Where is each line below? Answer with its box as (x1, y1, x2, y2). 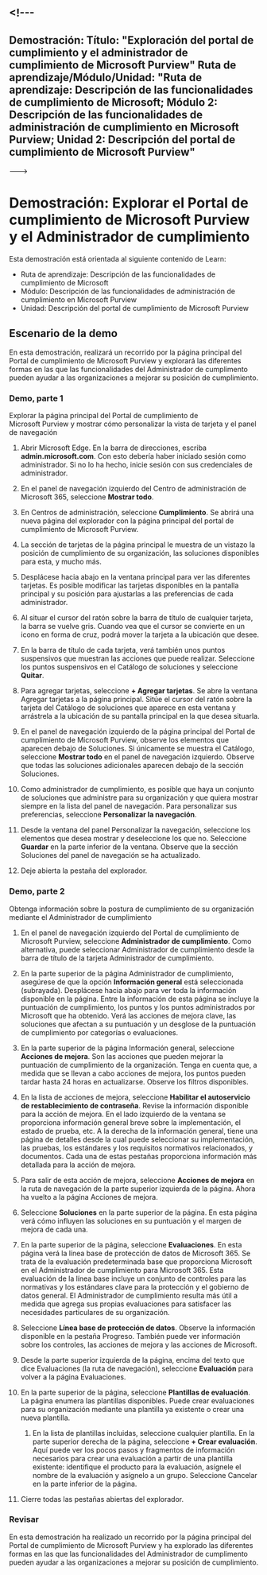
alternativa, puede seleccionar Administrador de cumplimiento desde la (20, 945, 255, 954)
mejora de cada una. (20, 1224, 88, 1234)
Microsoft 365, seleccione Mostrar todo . (20, 492, 154, 502)
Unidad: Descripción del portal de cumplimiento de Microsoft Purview (20, 304, 250, 313)
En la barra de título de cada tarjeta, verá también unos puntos (20, 646, 226, 655)
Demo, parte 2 (9, 886, 66, 897)
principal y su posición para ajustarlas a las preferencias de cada (20, 589, 234, 599)
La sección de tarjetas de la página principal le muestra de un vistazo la (20, 540, 256, 549)
